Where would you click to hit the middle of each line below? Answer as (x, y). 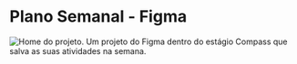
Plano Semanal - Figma (98, 17)
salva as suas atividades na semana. (78, 50)
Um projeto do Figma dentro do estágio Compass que (187, 41)
